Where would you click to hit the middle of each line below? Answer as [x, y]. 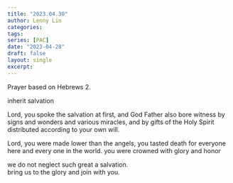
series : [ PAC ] [28, 40]
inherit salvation [31, 101]
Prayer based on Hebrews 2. [49, 87]
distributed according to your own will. [64, 129]
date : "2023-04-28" [36, 47]
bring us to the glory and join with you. [64, 172]
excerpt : [20, 67]
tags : [15, 34]
